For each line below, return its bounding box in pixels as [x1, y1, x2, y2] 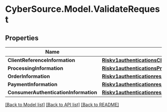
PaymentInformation [7, 81, 58, 88]
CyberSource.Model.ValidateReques [5, 3, 160, 15]
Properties [5, 34, 39, 42]
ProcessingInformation [7, 65, 64, 71]
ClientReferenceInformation [7, 57, 76, 63]
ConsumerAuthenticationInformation [7, 89, 97, 96]
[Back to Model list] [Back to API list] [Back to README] [5, 102, 119, 108]
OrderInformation [7, 73, 50, 80]
